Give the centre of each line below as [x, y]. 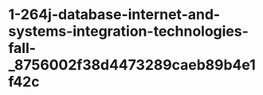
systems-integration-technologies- [129, 31]
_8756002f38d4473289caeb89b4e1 [132, 65]
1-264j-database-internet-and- [114, 15]
